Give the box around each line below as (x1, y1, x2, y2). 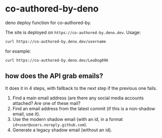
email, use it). (12, 111, 40, 117)
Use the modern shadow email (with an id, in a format (12, 116, 123, 122)
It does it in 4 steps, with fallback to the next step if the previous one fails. (5, 85, 157, 91)
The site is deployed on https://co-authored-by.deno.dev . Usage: (5, 29, 141, 35)
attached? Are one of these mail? (12, 100, 81, 106)
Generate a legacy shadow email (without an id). (12, 126, 112, 133)
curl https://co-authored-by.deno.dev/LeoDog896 (5, 58, 108, 63)
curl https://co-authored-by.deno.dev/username (5, 39, 106, 44)
